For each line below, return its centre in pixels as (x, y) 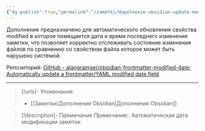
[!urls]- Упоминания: (48, 91)
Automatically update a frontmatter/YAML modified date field (83, 73)
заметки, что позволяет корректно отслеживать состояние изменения (99, 42)
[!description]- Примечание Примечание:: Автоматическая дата (104, 115)
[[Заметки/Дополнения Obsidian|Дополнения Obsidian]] (103, 103)
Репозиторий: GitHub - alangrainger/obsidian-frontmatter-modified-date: (99, 67)
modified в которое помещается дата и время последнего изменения (97, 36)
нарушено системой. (34, 55)
